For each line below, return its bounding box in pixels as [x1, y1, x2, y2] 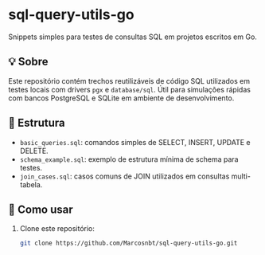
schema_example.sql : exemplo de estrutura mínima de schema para [19, 154, 239, 164]
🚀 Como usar [8, 202, 73, 216]
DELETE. [19, 146, 49, 155]
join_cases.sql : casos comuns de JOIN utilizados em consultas [19, 171, 230, 181]
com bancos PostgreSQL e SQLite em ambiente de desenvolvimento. [8, 93, 235, 103]
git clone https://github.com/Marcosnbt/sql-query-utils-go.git [19, 239, 238, 248]
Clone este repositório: [19, 224, 95, 233]
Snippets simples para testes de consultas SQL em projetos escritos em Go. [8, 32, 257, 41]
